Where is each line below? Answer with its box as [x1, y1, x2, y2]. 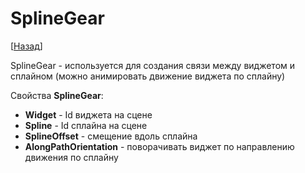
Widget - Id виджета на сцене [24, 108, 153, 121]
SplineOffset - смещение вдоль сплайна [24, 130, 198, 142]
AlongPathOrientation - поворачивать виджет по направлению [24, 140, 295, 152]
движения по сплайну [24, 151, 119, 163]
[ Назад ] [10, 40, 43, 52]
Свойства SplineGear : [10, 89, 104, 101]
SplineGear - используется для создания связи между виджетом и [10, 59, 296, 71]
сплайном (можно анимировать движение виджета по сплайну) [10, 70, 286, 82]
